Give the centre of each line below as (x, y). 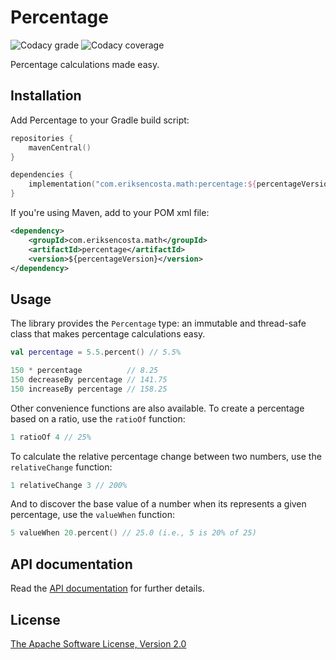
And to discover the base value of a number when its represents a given (158, 504)
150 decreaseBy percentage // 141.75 (89, 379)
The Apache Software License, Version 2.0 (98, 643)
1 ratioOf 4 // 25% (51, 437)
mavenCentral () (60, 147)
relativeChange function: (61, 467)
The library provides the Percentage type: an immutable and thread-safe (158, 323)
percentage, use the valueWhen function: (92, 515)
